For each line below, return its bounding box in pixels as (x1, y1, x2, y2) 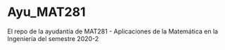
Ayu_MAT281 (7, 4, 86, 20)
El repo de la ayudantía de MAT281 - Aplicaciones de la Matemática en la (7, 27, 219, 35)
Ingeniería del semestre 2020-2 (7, 34, 99, 42)
